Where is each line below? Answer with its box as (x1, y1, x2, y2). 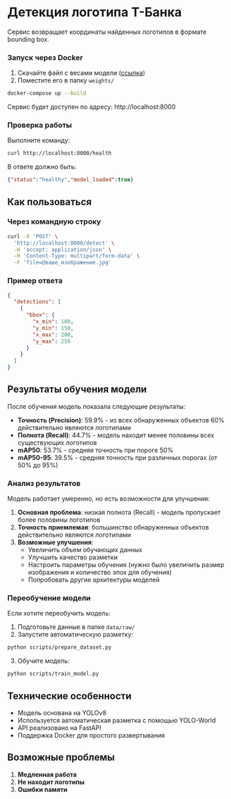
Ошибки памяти (17, 785, 68, 793)
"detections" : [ (13, 298, 61, 305)
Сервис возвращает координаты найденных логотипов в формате (7, 28, 207, 36)
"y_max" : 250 (32, 338, 71, 345)
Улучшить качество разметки (27, 553, 118, 561)
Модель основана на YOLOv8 (17, 708, 107, 716)
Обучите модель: (17, 657, 70, 665)
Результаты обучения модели (7, 384, 147, 396)
